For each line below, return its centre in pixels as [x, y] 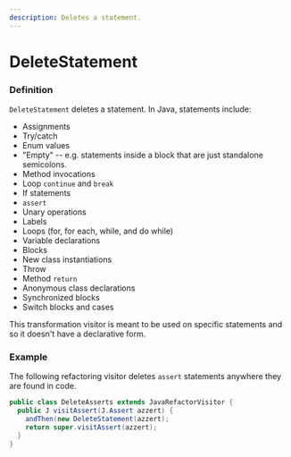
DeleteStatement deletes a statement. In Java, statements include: [130, 109]
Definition [31, 89]
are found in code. [43, 386]
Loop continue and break [68, 183]
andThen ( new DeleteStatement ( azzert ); [97, 419]
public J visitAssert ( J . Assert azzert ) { [96, 411]
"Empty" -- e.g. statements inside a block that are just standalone [142, 155]
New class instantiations [67, 259]
